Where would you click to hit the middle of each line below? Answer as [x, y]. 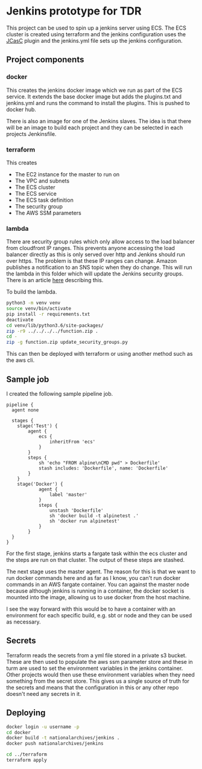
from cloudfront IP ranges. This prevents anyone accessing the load [90, 248]
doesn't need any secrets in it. [44, 693]
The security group [39, 206]
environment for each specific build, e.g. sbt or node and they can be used [99, 616]
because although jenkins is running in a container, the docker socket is [95, 591]
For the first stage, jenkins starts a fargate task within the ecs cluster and [97, 553]
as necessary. [24, 622]
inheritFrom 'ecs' [72, 442]
